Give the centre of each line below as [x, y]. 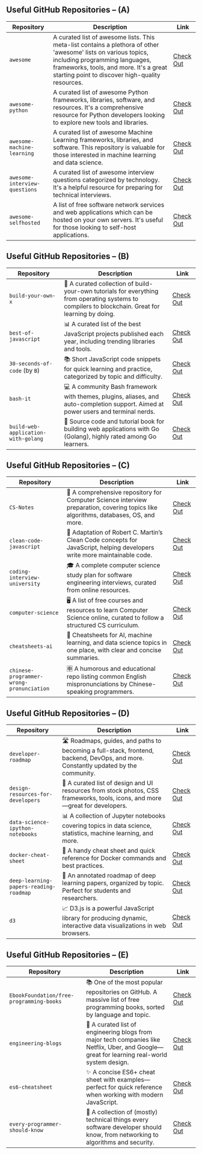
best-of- [22, 333]
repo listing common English [106, 677]
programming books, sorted [126, 1007]
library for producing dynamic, [105, 918]
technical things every [118, 1120]
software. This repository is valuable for [109, 147]
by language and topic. [118, 1015]
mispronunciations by [97, 684]
